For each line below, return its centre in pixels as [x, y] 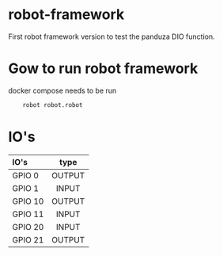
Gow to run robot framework [103, 69]
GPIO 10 [28, 201]
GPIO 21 [28, 239]
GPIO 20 [28, 227]
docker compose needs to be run [62, 90]
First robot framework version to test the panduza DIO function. [111, 36]
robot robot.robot [53, 105]
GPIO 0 [26, 175]
